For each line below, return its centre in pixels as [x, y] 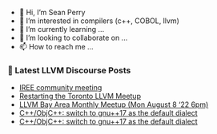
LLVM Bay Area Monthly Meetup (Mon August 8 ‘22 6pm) [114, 104]
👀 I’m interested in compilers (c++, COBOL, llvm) [99, 21]
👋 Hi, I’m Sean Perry [52, 12]
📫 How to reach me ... [56, 47]
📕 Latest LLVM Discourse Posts [69, 70]
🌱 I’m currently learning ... [62, 29]
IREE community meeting [60, 88]
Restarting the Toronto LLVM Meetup [80, 97]
